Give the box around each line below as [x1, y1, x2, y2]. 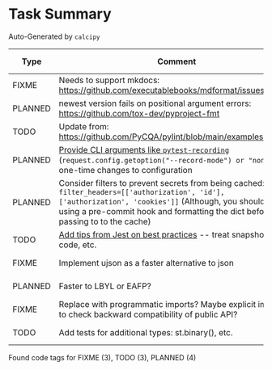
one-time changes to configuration [58, 164, 193, 175]
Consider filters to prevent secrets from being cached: [58, 177, 265, 188]
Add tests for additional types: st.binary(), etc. [58, 326, 233, 338]
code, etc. [58, 239, 97, 250]
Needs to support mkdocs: [58, 74, 160, 86]
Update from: [58, 120, 109, 132]
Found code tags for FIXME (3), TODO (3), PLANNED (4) [8, 352, 197, 362]
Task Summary [8, 5, 112, 23]
